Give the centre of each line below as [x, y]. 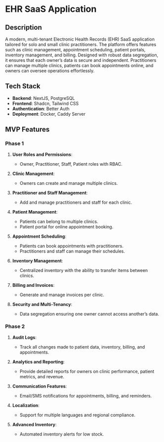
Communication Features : [40, 386]
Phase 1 [15, 143]
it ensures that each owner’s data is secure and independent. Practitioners [81, 60]
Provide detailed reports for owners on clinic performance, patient [87, 371]
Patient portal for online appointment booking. [66, 226]
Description [23, 27]
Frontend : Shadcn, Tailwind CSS [45, 103]
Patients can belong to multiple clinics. [59, 221]
